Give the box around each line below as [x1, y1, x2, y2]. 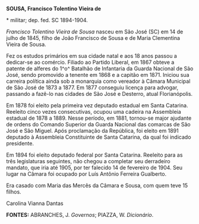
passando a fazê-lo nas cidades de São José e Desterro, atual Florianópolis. [6, 91, 193, 97]
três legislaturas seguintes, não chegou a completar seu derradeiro [6, 158, 170, 164]
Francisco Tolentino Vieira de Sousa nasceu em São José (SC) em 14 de [6, 28, 184, 35]
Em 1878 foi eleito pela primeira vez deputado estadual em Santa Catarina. [6, 102, 188, 109]
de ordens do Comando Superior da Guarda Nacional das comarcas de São [6, 121, 191, 127]
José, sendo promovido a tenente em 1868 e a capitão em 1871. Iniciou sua [6, 71, 189, 78]
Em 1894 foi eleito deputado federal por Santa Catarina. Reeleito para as [6, 151, 183, 158]
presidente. [6, 140, 34, 147]
